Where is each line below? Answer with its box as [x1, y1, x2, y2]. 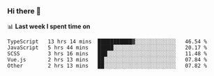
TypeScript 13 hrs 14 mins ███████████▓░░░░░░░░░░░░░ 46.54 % [7, 38, 208, 46]
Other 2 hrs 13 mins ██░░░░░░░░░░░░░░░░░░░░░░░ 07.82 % [7, 62, 208, 70]
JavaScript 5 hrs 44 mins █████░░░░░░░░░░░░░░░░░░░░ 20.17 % [7, 44, 208, 51]
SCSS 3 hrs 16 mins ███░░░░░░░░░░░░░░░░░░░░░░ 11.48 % [7, 50, 208, 57]
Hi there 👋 [7, 6, 42, 16]
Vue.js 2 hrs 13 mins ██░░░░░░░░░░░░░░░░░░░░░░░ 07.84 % [7, 57, 208, 64]
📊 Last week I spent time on [7, 22, 91, 30]
